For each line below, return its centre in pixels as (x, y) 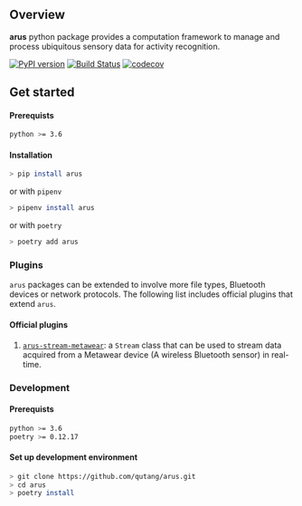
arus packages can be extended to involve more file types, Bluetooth (137, 285)
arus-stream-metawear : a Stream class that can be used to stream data (152, 345)
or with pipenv (36, 191)
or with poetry (36, 225)
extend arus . (33, 304)
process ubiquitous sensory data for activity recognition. (115, 46)
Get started (42, 93)
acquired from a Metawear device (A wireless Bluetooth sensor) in (146, 354)
